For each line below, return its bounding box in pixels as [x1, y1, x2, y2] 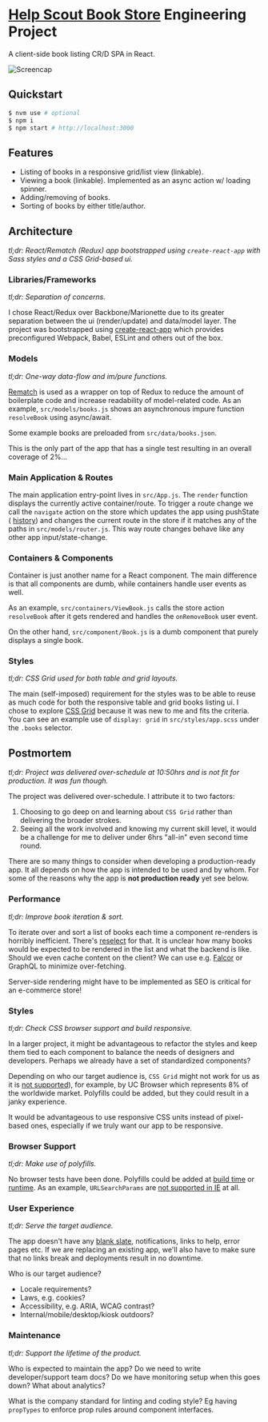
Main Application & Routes [8, 472, 114, 483]
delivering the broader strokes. [19, 816, 122, 825]
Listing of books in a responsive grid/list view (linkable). [19, 167, 204, 177]
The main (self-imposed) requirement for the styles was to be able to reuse [8, 689, 256, 699]
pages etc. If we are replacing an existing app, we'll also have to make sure [8, 1245, 256, 1255]
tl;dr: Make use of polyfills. [8, 1159, 97, 1168]
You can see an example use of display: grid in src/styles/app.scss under [8, 714, 260, 725]
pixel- [224, 1112, 244, 1121]
